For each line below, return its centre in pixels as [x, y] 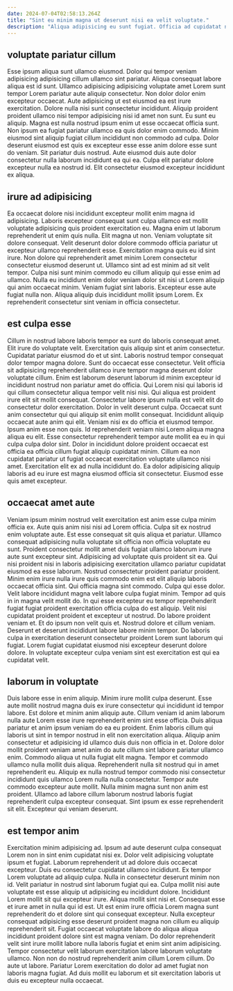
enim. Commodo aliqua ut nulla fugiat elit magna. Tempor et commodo [108, 757]
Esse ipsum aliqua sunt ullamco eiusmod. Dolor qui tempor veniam [102, 72]
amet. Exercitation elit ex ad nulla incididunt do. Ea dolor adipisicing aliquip [114, 466]
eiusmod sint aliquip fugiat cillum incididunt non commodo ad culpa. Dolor [113, 138]
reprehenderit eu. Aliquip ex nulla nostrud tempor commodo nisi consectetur [116, 772]
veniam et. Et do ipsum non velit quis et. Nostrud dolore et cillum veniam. [111, 623]
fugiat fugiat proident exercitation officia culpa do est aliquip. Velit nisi [107, 608]
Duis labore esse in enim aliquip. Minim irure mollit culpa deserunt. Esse [110, 698]
